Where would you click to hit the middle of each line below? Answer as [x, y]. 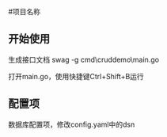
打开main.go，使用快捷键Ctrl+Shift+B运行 [76, 76]
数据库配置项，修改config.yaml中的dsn [72, 124]
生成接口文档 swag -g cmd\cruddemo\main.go [84, 59]
